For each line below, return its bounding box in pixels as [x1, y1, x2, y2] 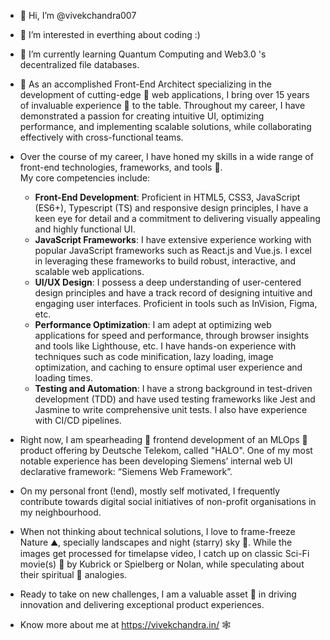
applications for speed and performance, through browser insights [34, 330, 310, 341]
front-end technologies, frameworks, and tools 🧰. [19, 161, 223, 173]
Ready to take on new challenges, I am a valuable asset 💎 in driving [19, 588, 297, 600]
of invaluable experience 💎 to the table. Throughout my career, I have [19, 100, 306, 111]
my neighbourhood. [19, 506, 102, 518]
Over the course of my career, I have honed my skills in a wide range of [19, 151, 314, 162]
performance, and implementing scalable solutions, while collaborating [19, 121, 312, 132]
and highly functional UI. [34, 223, 136, 235]
